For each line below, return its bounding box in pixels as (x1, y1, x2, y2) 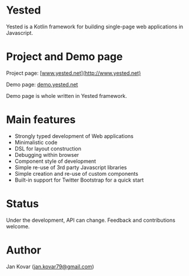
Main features (6, 113, 76, 127)
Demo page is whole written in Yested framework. (6, 92, 128, 99)
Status (6, 197, 39, 210)
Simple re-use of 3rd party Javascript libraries (14, 163, 127, 171)
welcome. (6, 222, 30, 230)
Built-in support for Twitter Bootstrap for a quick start (14, 176, 144, 183)
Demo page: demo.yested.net (6, 81, 78, 88)
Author (6, 243, 41, 257)
